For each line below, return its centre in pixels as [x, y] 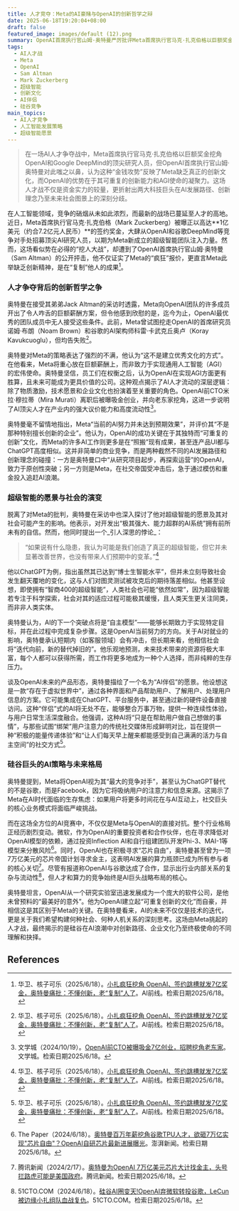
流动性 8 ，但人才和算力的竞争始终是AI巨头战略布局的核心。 [105, 877]
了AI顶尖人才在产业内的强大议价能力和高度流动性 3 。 [84, 408]
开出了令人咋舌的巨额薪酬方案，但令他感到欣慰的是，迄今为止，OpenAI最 [115, 313]
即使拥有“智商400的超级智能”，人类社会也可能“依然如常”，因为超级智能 [124, 589]
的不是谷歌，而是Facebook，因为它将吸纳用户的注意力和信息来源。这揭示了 [118, 790]
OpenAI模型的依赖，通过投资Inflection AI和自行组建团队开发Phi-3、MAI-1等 [118, 841]
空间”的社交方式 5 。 [41, 744]
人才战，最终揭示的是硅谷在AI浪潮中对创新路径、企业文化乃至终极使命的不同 [119, 928]
